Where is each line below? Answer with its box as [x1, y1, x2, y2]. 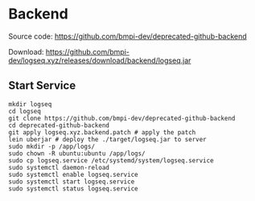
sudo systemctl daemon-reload [8, 163, 110, 171]
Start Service [8, 79, 76, 92]
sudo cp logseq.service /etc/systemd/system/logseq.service [8, 156, 215, 165]
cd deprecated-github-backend [8, 121, 110, 129]
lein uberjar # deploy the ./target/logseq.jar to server [8, 135, 207, 143]
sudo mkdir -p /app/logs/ [8, 142, 95, 150]
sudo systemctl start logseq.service [8, 178, 135, 186]
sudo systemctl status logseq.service [8, 184, 138, 193]
